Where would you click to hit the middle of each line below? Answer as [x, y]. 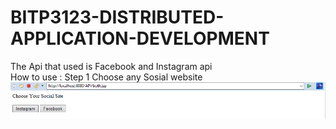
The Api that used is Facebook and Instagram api [111, 66]
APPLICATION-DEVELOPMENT [140, 38]
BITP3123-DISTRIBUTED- [117, 17]
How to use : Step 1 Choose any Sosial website [106, 77]
